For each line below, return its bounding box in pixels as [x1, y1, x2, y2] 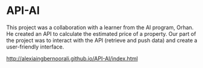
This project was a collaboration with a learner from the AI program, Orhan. [6, 24, 194, 31]
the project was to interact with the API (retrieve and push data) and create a [6, 36, 198, 44]
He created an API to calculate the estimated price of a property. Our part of [6, 30, 196, 37]
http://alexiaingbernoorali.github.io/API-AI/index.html [6, 55, 138, 62]
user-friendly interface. [6, 43, 65, 50]
